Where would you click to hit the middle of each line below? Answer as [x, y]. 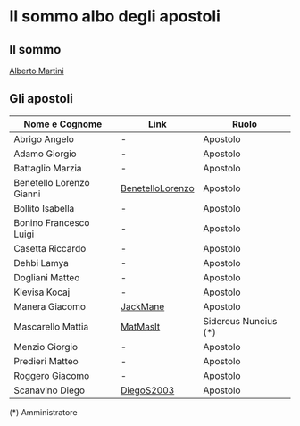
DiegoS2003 [147, 390]
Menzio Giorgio [46, 347]
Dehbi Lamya [42, 263]
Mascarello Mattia [51, 326]
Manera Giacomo [50, 306]
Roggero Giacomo [52, 375]
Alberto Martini [37, 71]
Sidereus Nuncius [240, 321]
